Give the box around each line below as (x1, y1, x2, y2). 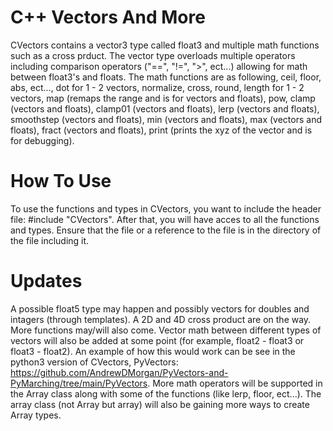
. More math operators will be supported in (147, 377, 323, 389)
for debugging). (10, 134, 75, 146)
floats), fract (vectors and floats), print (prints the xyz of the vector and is (10, 124, 313, 136)
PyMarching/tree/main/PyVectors (10, 377, 148, 389)
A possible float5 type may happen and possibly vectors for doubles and (10, 302, 310, 315)
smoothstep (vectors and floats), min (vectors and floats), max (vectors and (10, 113, 323, 125)
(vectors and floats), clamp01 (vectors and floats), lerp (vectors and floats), (10, 102, 320, 115)
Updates (10, 270, 83, 293)
